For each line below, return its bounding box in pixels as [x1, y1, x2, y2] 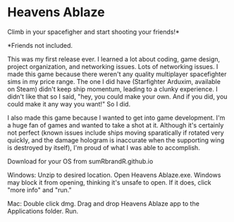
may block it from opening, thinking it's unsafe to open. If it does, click [7, 178, 211, 187]
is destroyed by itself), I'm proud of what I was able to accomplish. [7, 143, 201, 152]
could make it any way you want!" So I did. [7, 99, 131, 108]
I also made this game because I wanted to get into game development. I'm [7, 113, 226, 122]
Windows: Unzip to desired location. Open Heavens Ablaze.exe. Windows [7, 171, 221, 179]
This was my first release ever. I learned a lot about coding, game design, [7, 54, 221, 63]
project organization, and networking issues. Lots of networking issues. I [7, 62, 218, 70]
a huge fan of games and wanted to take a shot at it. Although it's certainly [7, 121, 224, 129]
